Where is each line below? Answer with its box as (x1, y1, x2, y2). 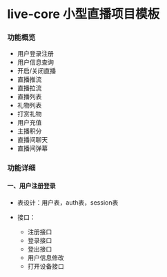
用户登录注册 (17, 50, 54, 58)
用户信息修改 (27, 253, 64, 262)
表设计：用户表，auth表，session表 (17, 198, 119, 207)
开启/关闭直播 (17, 67, 57, 75)
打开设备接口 (27, 262, 64, 270)
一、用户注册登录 (7, 182, 56, 189)
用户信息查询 (17, 58, 54, 66)
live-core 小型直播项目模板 (7, 6, 160, 22)
